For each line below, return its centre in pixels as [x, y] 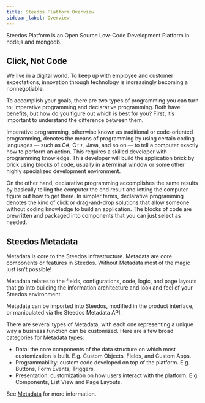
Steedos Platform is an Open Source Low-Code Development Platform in [98, 35]
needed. [17, 222]
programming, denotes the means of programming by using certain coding [100, 139]
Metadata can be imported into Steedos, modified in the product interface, [100, 306]
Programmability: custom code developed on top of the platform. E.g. [102, 363]
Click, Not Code [37, 61]
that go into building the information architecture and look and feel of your [99, 288]
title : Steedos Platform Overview [50, 12]
